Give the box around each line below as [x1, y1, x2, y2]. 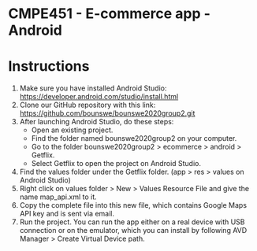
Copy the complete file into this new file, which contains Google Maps [19, 201, 247, 210]
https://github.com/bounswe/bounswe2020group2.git [19, 109, 196, 118]
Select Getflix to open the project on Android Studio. [31, 159, 202, 168]
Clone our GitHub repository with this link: [19, 100, 156, 110]
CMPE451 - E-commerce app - [8, 5, 211, 23]
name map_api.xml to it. [19, 192, 97, 201]
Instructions [8, 57, 90, 76]
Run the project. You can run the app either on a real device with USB [19, 217, 245, 227]
